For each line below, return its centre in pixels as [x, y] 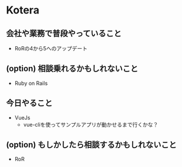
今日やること [29, 103]
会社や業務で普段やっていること [64, 33]
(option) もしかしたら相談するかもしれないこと [92, 145]
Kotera [23, 10]
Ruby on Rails [31, 83]
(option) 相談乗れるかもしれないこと [72, 69]
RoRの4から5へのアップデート [51, 48]
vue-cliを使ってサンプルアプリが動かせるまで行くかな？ [91, 124]
